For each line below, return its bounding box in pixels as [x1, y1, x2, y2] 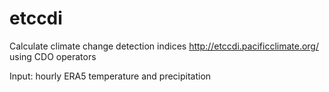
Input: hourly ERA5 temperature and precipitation [9, 70, 212, 82]
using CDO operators [9, 50, 97, 62]
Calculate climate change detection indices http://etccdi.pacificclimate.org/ [9, 40, 319, 52]
